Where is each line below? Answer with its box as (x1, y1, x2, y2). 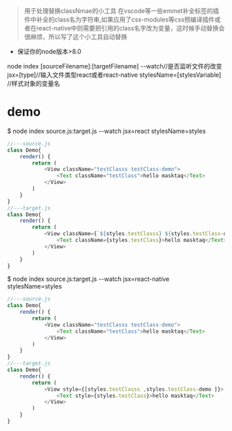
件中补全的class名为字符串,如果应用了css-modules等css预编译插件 (23, 15, 215, 24)
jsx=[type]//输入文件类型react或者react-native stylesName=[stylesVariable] (7, 71, 222, 79)
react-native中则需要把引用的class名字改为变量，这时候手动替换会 (36, 24, 225, 32)
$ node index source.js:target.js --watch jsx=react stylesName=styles (7, 127, 206, 135)
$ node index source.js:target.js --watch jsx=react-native (7, 275, 170, 283)
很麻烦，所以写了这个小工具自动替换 (23, 33, 128, 41)
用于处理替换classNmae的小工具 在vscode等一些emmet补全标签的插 (23, 7, 220, 15)
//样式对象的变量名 (7, 80, 61, 87)
